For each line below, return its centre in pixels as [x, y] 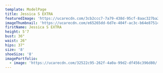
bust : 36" [15, 36]
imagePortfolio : [21, 59]
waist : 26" [16, 41]
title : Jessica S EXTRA [29, 14]
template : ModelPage [26, 9]
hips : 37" [15, 45]
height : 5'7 [17, 32]
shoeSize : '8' [19, 54]
